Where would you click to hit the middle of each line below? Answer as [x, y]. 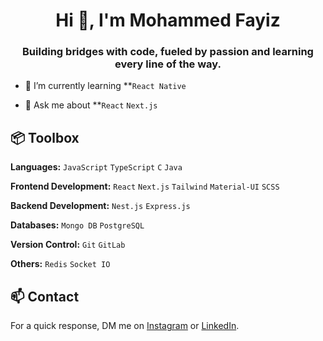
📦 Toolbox [45, 137]
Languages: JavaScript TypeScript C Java [96, 167]
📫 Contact [45, 296]
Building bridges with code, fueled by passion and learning [168, 52]
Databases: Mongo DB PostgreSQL [77, 225]
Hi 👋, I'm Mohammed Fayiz [168, 20]
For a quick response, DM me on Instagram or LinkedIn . [125, 326]
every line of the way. [168, 64]
